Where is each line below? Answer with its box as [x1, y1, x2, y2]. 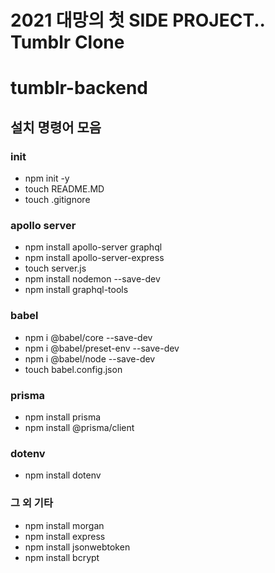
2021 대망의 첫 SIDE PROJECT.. [10, 9, 265, 32]
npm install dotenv [24, 469, 102, 481]
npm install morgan [24, 519, 105, 531]
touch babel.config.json [24, 363, 123, 375]
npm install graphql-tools [24, 284, 129, 296]
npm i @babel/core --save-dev [24, 331, 153, 343]
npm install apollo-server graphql [24, 241, 163, 253]
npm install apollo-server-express [24, 252, 165, 264]
